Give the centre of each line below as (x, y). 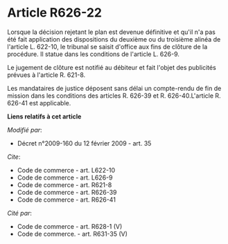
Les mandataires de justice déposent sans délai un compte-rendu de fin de (114, 88)
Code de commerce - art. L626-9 (65, 177)
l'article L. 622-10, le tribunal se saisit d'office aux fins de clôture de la (107, 46)
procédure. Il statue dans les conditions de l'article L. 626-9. (94, 54)
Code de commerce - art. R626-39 (67, 192)
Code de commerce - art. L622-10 (66, 170)
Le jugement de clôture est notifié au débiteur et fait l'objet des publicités (112, 67)
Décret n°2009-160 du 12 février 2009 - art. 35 (84, 143)
